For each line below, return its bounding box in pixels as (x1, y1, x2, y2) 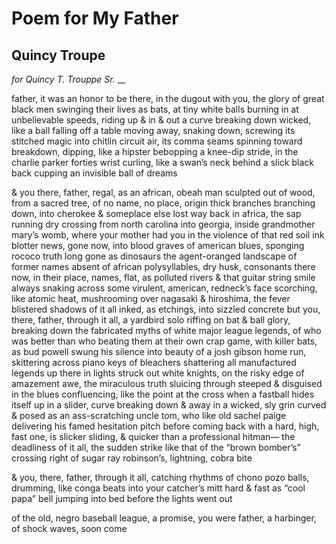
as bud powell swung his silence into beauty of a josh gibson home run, (11, 346, 307, 357)
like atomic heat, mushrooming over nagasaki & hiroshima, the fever (11, 293, 291, 304)
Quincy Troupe (11, 47, 106, 64)
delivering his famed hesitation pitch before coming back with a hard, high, (11, 420, 320, 432)
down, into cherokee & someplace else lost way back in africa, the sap (11, 208, 302, 219)
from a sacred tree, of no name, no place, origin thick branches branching (11, 197, 316, 209)
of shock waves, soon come (11, 523, 128, 534)
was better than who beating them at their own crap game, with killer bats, (11, 335, 318, 347)
